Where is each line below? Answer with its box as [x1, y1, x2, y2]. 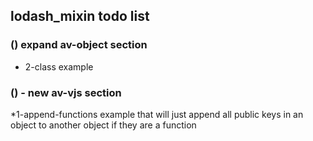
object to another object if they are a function [10, 119, 197, 131]
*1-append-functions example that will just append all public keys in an [10, 108, 304, 120]
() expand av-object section [10, 38, 148, 52]
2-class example [24, 60, 94, 73]
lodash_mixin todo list [10, 8, 150, 25]
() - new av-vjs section [10, 85, 122, 99]
